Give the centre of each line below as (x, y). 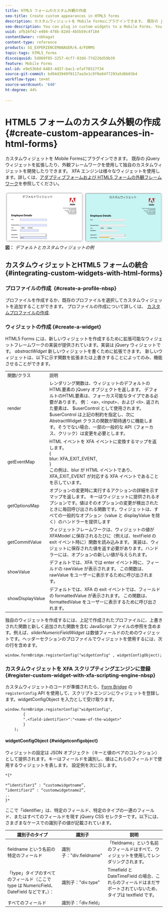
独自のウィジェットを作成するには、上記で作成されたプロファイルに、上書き (84, 620)
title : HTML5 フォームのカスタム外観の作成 (46, 11)
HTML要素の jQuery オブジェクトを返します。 (96, 390)
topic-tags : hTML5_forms (31, 53)
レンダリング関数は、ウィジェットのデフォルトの (100, 383)
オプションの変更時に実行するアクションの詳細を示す (104, 490)
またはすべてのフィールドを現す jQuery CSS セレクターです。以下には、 (87, 816)
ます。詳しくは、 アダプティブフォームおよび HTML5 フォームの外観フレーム (83, 177)
